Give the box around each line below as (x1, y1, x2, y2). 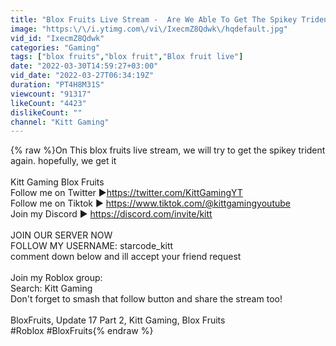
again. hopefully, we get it (10, 155, 117, 167)
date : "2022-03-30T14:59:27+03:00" (10, 61, 159, 71)
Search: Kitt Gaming (10, 282, 93, 295)
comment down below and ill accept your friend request (10, 251, 242, 263)
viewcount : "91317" (10, 89, 92, 99)
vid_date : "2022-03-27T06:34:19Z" (10, 71, 155, 81)
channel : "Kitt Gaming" (10, 117, 110, 127)
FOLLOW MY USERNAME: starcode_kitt (10, 240, 174, 252)
